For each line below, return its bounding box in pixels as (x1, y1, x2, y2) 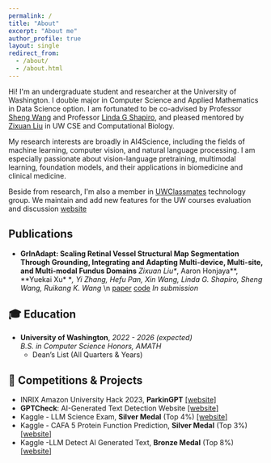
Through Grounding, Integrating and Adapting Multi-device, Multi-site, (19, 257, 263, 267)
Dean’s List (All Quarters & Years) (32, 350, 143, 360)
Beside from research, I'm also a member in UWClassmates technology (8, 187, 247, 196)
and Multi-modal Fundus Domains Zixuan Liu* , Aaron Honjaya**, (19, 266, 239, 276)
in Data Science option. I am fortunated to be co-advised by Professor (8, 103, 242, 113)
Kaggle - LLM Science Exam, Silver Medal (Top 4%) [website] (19, 412, 228, 422)
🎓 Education (8, 307, 77, 321)
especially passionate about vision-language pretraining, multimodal (8, 154, 236, 163)
